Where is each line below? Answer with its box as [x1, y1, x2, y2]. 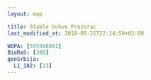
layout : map [7, 10, 43, 18]
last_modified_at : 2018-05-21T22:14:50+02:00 [7, 30, 144, 37]
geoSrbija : [7, 56, 40, 63]
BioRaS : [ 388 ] [7, 49, 50, 57]
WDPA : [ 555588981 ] [7, 42, 62, 50]
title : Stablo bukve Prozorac [7, 23, 97, 30]
